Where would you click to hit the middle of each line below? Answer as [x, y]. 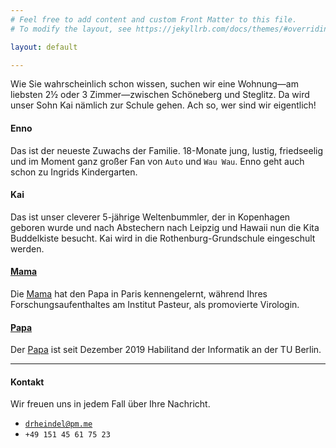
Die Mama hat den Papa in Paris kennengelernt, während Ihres [139, 293]
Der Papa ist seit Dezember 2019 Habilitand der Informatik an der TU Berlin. [166, 350]
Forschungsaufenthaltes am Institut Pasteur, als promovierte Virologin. [155, 304]
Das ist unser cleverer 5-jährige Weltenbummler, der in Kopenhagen [150, 217]
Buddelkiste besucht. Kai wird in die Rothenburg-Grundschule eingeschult [163, 238]
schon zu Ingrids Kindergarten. [74, 172]
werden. [27, 248]
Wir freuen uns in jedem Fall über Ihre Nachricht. [110, 404]
